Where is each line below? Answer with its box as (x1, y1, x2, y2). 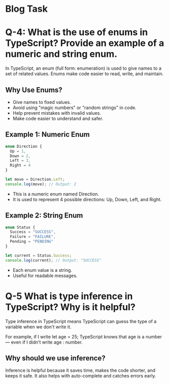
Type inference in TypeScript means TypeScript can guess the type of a (5, 318, 157, 324)
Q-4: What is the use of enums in (5, 27, 148, 38)
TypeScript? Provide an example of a (5, 37, 164, 49)
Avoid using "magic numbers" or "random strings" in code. (12, 104, 137, 111)
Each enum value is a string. (12, 267, 73, 273)
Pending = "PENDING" (10, 239, 54, 244)
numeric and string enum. (5, 48, 117, 60)
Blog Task (5, 3, 48, 15)
